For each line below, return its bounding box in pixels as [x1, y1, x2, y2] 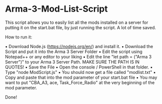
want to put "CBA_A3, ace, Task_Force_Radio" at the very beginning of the [5, 79, 155, 86]
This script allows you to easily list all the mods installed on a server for [5, 19, 148, 25]
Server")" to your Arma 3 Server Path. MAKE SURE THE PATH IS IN [5, 59, 140, 65]
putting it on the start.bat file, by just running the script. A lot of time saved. [5, 24, 156, 30]
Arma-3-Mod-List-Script [5, 3, 108, 15]
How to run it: [5, 34, 33, 40]
